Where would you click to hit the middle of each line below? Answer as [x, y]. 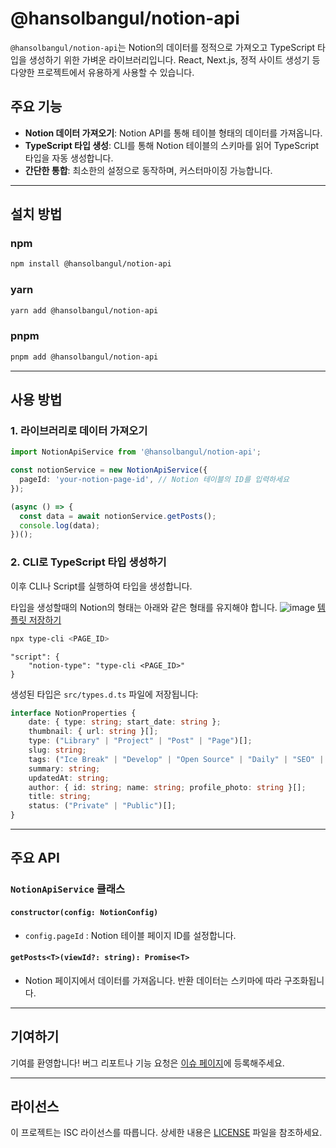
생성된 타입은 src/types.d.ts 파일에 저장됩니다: [104, 694]
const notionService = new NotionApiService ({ [109, 470]
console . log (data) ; [60, 525]
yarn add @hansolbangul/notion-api [84, 310]
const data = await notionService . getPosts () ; [118, 516]
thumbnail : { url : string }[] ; [93, 732]
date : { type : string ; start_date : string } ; [125, 722]
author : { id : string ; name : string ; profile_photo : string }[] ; [167, 787]
